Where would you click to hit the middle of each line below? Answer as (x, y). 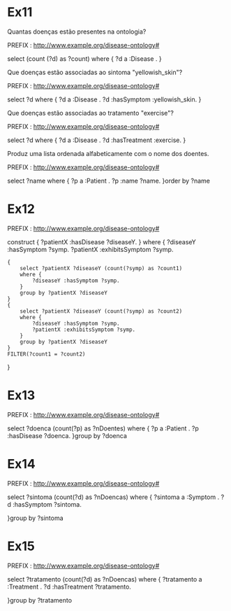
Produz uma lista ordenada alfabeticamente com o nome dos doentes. (108, 153)
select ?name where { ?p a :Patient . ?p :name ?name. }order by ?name (109, 181)
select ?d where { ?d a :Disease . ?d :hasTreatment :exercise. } (97, 140)
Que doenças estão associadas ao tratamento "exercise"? (91, 113)
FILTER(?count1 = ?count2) (46, 354)
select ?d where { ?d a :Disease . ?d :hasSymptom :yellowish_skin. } (104, 99)
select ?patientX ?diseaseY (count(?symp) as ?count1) (101, 268)
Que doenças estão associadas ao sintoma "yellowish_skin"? (95, 72)
